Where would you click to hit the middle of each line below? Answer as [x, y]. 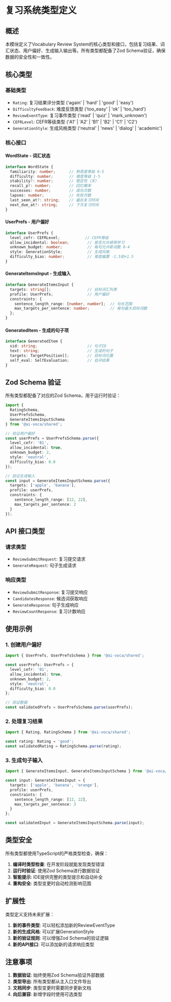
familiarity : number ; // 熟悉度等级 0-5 [57, 172]
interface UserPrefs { [29, 233]
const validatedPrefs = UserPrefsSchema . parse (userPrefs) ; [69, 707]
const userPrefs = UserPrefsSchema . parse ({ [52, 438]
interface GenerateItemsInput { [39, 285]
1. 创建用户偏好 [24, 644]
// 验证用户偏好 [20, 433]
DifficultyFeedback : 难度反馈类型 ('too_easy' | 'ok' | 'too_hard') [79, 109]
